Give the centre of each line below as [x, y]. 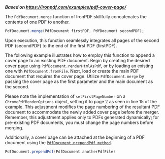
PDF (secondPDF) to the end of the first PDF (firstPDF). [61, 45]
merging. [14, 127]
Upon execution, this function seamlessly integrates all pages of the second [82, 40]
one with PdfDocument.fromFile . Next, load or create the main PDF [72, 71]
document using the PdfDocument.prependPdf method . [59, 142]
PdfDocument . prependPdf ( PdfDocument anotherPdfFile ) [60, 152]
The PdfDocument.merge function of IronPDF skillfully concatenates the [76, 17]
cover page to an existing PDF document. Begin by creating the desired [78, 60]
